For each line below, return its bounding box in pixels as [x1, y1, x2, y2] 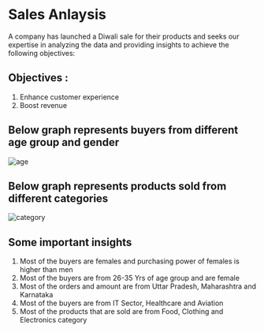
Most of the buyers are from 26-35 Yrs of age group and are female [19, 274, 240, 283]
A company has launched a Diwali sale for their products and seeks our [8, 32, 240, 41]
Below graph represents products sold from [8, 179, 227, 192]
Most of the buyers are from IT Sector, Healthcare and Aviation [19, 298, 224, 308]
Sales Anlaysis [8, 6, 106, 24]
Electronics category [19, 315, 87, 325]
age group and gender [8, 136, 120, 149]
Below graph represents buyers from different [8, 124, 239, 137]
